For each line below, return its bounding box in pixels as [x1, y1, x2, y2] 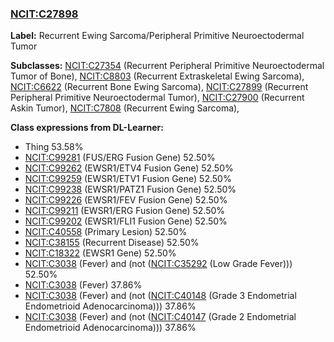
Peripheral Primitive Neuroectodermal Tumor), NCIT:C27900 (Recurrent [10, 92, 305, 104]
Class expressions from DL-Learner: [10, 122, 164, 134]
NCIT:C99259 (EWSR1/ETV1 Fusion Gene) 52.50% [24, 173, 232, 185]
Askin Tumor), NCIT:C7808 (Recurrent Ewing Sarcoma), [10, 102, 240, 114]
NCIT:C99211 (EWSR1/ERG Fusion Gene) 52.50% [24, 205, 226, 217]
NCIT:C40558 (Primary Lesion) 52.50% [24, 226, 188, 238]
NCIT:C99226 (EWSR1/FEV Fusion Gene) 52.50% [24, 194, 228, 206]
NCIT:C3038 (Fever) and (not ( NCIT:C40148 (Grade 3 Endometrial [24, 290, 297, 302]
